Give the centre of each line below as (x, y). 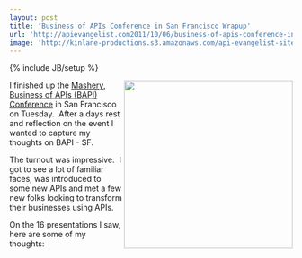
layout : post (34, 17)
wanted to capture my (50, 133)
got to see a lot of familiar (57, 169)
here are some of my (48, 235)
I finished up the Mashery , (58, 85)
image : (22, 43)
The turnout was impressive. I (65, 160)
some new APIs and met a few (65, 188)
